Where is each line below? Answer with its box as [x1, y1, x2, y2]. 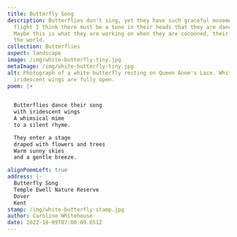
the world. [13, 37, 46, 44]
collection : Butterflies [7, 43, 80, 50]
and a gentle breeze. [13, 154, 78, 161]
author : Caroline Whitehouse [7, 212, 93, 219]
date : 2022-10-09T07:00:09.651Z [7, 219, 102, 226]
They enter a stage [13, 134, 71, 141]
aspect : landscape [7, 50, 61, 57]
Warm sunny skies [13, 147, 65, 154]
